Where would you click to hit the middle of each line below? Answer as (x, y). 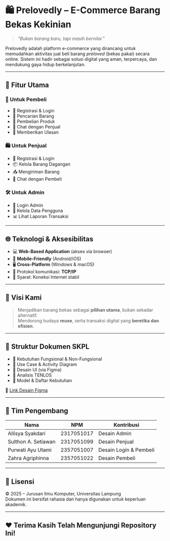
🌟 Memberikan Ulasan (36, 132)
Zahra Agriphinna (28, 458)
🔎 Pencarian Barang (33, 116)
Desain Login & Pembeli (126, 450)
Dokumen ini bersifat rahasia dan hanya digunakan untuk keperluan (75, 499)
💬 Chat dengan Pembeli (37, 179)
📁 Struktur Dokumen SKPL (47, 347)
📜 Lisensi (20, 482)
